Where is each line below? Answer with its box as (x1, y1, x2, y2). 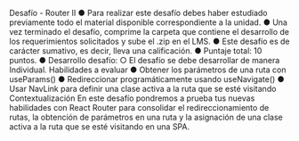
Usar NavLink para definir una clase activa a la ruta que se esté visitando (9, 84, 277, 94)
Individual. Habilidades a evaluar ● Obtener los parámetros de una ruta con (9, 64, 287, 75)
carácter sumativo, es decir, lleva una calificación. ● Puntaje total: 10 (9, 46, 263, 56)
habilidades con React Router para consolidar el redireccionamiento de (9, 103, 270, 112)
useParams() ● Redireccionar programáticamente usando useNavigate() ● (9, 74, 285, 84)
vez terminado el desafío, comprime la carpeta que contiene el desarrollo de (9, 27, 290, 37)
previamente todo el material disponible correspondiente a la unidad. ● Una (9, 17, 287, 28)
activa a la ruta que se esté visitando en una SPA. (9, 121, 190, 132)
